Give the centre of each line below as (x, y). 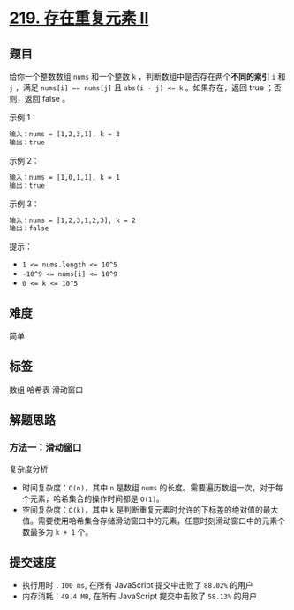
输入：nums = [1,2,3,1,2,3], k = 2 (72, 220)
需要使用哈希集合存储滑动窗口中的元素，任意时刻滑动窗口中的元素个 (161, 521)
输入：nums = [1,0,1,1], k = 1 (65, 177)
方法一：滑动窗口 (45, 448)
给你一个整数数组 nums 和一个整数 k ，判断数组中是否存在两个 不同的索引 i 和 (147, 77)
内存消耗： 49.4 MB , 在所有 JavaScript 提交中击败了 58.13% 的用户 (139, 596)
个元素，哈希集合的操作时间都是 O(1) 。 (93, 498)
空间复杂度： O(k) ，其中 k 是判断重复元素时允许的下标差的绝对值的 (142, 509)
